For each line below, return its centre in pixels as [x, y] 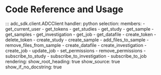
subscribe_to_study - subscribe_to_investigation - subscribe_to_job [76, 56]
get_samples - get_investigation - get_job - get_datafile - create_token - [81, 34]
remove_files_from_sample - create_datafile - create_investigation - [76, 45]
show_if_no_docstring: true [34, 67]
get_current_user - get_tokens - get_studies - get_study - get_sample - [79, 29]
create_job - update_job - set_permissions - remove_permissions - [76, 51]
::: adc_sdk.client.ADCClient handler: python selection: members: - [75, 23]
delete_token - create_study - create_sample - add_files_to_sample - [77, 40]
